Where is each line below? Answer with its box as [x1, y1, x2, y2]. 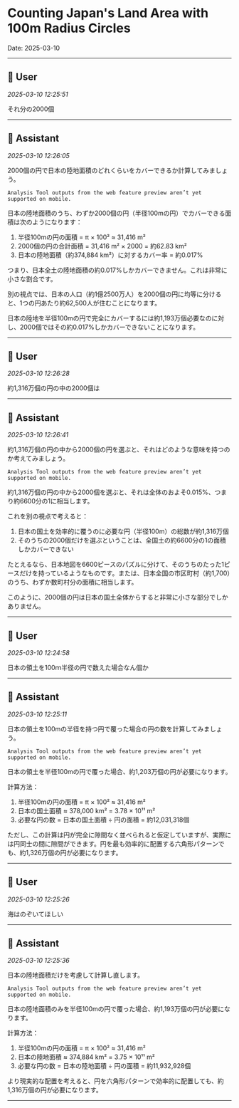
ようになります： [31, 217, 83, 226]
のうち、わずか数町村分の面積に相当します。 [7, 578, 138, 587]
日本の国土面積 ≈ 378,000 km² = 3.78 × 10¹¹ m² [17, 806, 156, 815]
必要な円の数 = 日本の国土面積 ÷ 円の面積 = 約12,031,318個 [17, 815, 190, 824]
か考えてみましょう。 [7, 454, 70, 463]
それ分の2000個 [7, 105, 55, 113]
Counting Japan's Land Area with [7, 5, 208, 21]
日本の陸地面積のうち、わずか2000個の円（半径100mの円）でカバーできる [7, 209, 225, 217]
